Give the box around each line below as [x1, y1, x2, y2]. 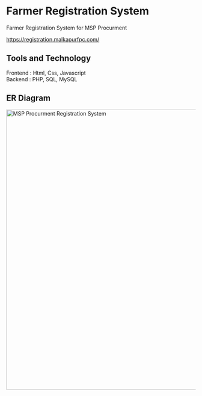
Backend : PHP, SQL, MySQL [6, 75, 78, 82]
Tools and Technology [6, 53, 91, 64]
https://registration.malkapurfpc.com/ [6, 36, 100, 43]
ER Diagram [6, 93, 51, 104]
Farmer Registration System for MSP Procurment [6, 24, 127, 31]
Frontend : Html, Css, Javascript [6, 69, 86, 76]
